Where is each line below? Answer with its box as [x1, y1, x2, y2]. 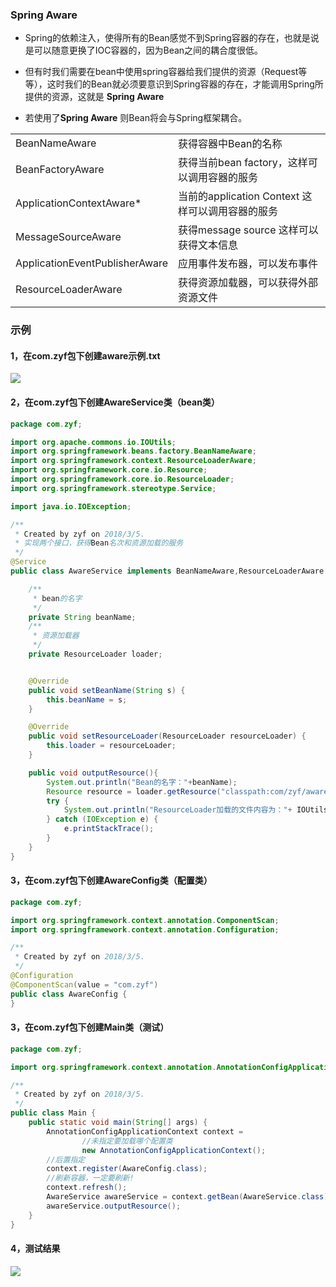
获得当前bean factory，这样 [178, 156, 308, 170]
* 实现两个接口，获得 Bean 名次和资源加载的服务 [14, 538, 184, 548]
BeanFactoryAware [15, 163, 105, 177]
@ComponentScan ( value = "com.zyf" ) [10, 979, 159, 990]
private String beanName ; [28, 612, 137, 622]
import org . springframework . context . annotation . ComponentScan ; [10, 915, 280, 925]
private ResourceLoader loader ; [28, 649, 163, 659]
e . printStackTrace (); [63, 824, 155, 834]
